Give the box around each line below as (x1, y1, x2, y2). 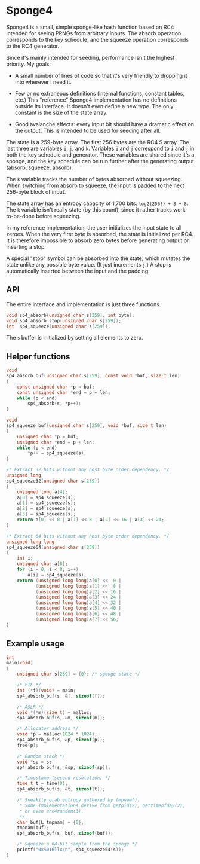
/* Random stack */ (17, 753, 66, 759)
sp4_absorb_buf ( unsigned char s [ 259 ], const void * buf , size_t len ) (6, 373, 180, 379)
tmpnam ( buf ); (17, 825, 50, 831)
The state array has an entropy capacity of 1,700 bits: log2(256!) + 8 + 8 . (6, 200, 189, 207)
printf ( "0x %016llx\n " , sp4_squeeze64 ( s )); (17, 847, 124, 853)
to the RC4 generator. (6, 42, 60, 50)
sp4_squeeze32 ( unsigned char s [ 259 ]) (6, 478, 100, 484)
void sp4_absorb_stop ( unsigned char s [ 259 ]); (6, 317, 121, 323)
